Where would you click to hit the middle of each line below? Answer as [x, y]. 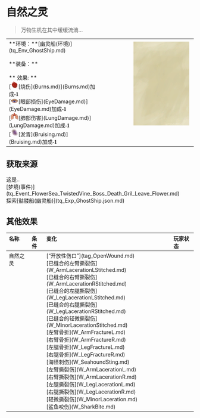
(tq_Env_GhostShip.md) [37, 50]
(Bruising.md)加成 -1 [33, 141]
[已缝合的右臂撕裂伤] [72, 277]
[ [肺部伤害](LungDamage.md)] [50, 117]
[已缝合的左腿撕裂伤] [72, 290]
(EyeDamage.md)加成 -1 [37, 109]
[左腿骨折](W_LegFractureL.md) [85, 347]
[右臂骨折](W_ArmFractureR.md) [86, 339]
